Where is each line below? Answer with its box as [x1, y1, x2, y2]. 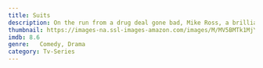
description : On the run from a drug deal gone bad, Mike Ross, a [8, 19, 229, 27]
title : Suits [8, 11, 51, 20]
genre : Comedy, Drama [8, 41, 86, 48]
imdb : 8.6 [8, 33, 41, 41]
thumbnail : [8, 26, 44, 34]
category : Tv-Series [8, 48, 76, 55]
